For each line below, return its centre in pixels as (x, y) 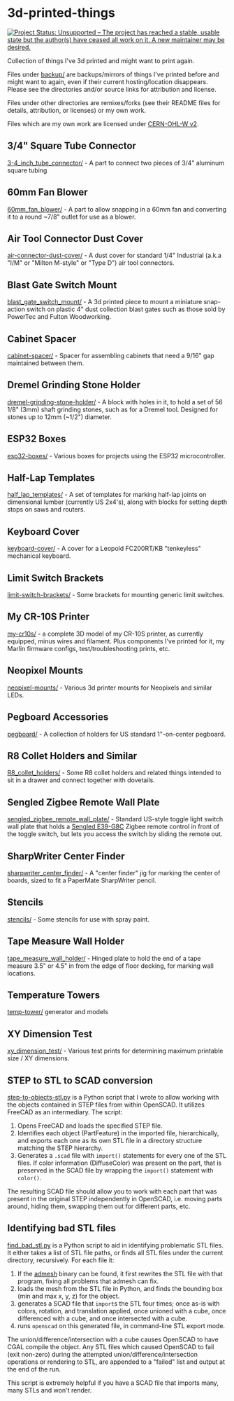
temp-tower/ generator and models (58, 1012)
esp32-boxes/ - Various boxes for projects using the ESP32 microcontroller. (116, 456)
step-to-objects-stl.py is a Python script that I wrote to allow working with (113, 1097)
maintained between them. (46, 363)
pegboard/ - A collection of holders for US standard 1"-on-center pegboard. (116, 734)
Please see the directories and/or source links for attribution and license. (112, 89)
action (16, 309)
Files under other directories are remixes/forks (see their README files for (114, 102)
